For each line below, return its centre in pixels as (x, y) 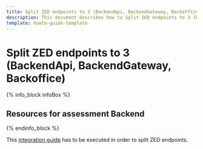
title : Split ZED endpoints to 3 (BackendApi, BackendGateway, (88, 12)
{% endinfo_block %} (33, 128)
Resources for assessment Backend (76, 114)
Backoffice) (36, 78)
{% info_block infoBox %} (38, 95)
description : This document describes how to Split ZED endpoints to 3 (98, 17)
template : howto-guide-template (47, 23)
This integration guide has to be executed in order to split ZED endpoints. (97, 140)
